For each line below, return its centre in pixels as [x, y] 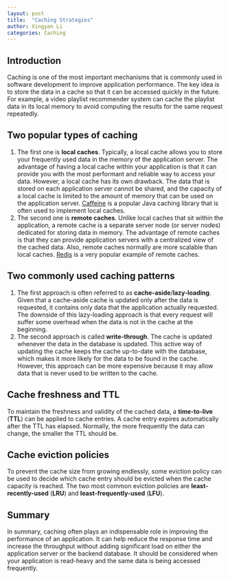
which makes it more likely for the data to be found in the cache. [108, 358]
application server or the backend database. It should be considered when [113, 554]
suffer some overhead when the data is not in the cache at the [105, 322]
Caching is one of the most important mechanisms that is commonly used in [115, 77]
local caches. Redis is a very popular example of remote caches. [108, 254]
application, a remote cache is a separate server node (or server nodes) [119, 225]
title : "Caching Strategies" [50, 20]
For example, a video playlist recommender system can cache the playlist [111, 99]
